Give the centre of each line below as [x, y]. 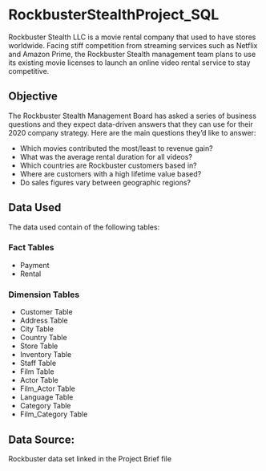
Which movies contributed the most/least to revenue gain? [117, 148]
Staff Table [38, 363]
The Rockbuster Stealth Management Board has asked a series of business [132, 116]
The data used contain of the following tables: [84, 227]
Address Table [44, 321]
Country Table [43, 338]
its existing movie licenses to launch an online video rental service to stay [129, 63]
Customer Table [46, 312]
